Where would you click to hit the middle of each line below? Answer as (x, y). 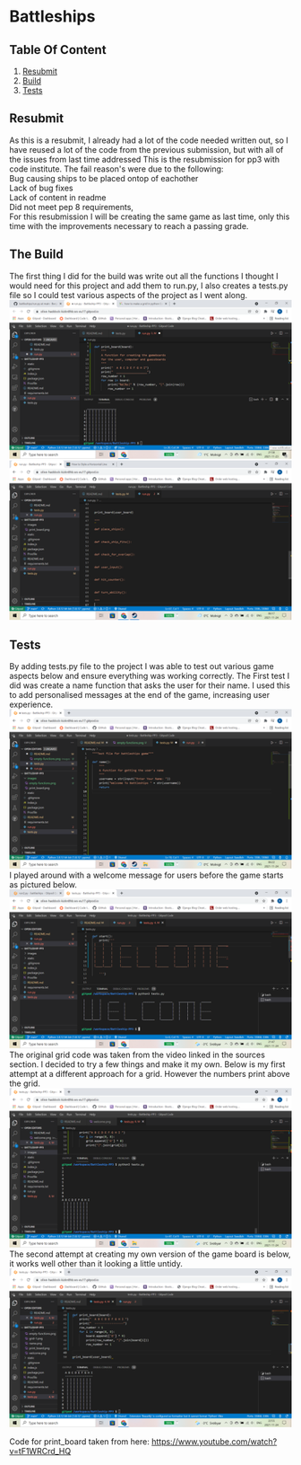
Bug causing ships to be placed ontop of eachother (104, 178)
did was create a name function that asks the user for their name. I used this (150, 685)
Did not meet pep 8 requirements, (72, 207)
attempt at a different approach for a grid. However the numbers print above (150, 1074)
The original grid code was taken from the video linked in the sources (138, 1055)
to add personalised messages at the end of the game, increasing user (140, 695)
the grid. (25, 1083)
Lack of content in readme (58, 197)
